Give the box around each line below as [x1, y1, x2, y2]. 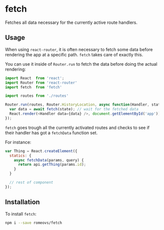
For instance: [5, 139, 32, 145]
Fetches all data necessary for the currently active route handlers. [5, 19, 138, 25]
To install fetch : [5, 211, 37, 217]
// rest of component [9, 180, 54, 185]
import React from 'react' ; [5, 75, 64, 81]
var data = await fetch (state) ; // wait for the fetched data [9, 107, 139, 112]
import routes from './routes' [5, 93, 69, 98]
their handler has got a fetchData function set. [5, 130, 98, 136]
